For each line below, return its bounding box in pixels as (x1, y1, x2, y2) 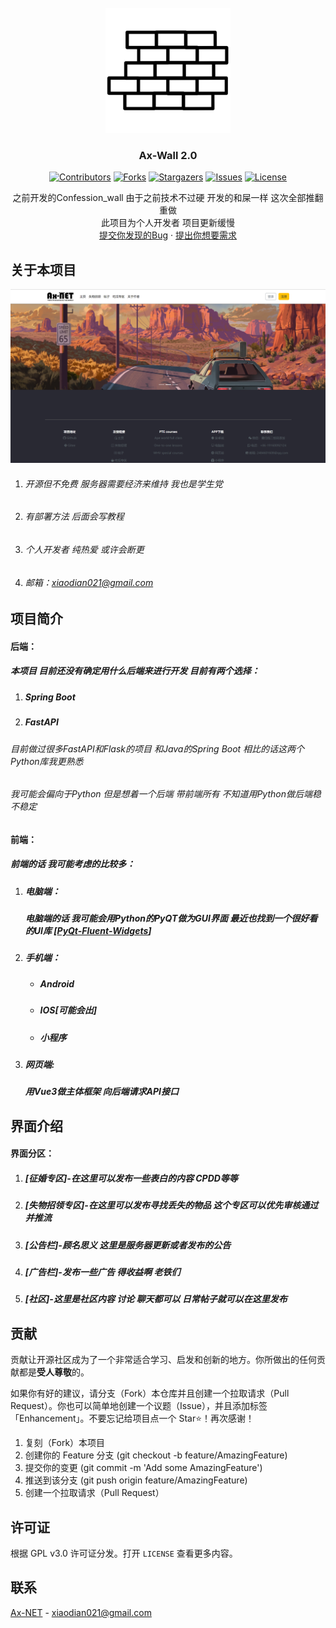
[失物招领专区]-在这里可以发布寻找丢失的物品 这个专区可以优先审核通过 (24, 1199, 319, 1211)
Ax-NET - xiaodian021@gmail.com (10, 1606, 152, 1618)
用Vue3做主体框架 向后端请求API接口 (24, 1086, 180, 1098)
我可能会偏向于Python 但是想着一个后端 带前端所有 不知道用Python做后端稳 (10, 788, 322, 800)
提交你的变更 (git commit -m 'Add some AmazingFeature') (24, 1462, 263, 1474)
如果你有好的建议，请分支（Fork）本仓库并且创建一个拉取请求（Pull (10, 1387, 290, 1400)
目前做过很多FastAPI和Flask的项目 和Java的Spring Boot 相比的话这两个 (10, 742, 305, 755)
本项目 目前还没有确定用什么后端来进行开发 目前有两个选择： (10, 665, 260, 677)
